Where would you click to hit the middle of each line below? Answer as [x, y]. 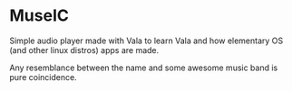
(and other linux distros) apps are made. [84, 50]
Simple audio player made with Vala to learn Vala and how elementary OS [146, 41]
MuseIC [39, 16]
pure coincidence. [43, 77]
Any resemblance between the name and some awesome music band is [144, 68]
